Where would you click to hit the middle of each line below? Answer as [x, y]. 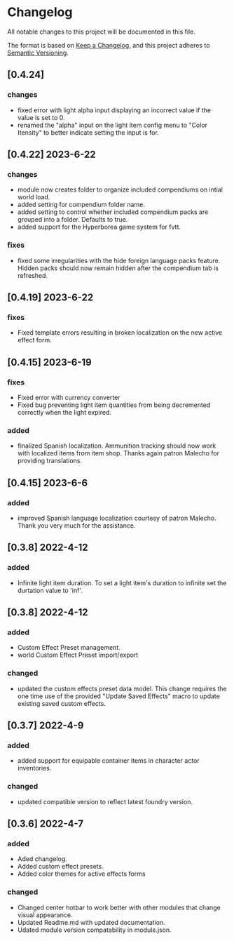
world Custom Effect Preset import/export [78, 655]
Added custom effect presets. [60, 867]
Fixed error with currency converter [69, 397]
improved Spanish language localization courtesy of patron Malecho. [117, 518]
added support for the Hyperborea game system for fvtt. [99, 227]
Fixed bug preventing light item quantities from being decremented [114, 405]
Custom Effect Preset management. [69, 648]
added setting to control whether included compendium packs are [113, 212]
